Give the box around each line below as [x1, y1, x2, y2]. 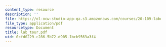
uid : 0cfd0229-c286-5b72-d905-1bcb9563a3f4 [5, 35, 96, 40]
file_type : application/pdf [5, 21, 63, 26]
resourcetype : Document [5, 25, 54, 30]
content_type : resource [5, 7, 54, 12]
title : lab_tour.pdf [5, 30, 48, 35]
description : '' [5, 12, 39, 17]
